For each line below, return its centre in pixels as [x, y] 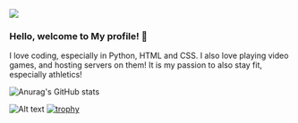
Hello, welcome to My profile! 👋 [78, 36]
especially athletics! [46, 75]
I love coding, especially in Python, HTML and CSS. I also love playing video [149, 56]
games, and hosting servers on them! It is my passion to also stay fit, [136, 65]
